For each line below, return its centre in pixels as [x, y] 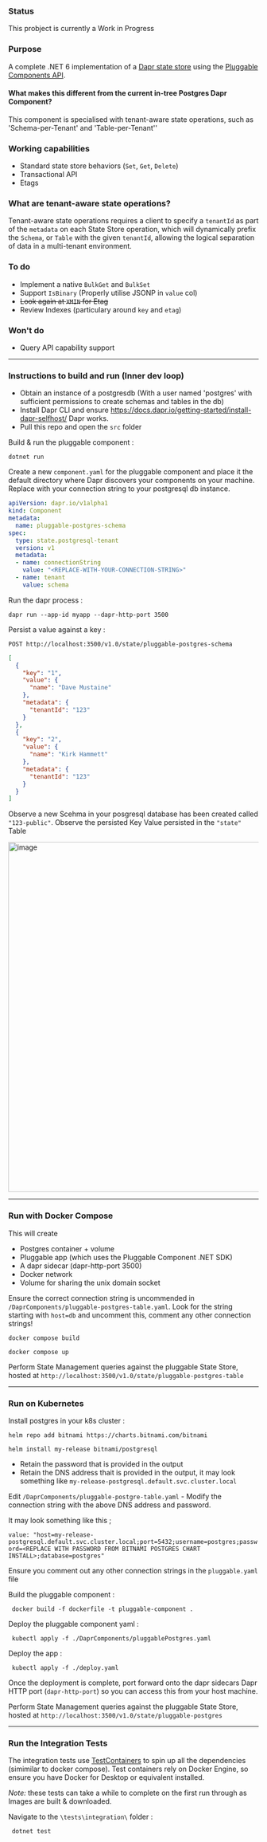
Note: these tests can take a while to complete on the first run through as [128, 1793]
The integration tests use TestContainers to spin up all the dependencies [127, 1761]
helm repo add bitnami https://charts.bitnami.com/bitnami [108, 1435]
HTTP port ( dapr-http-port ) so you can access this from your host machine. [133, 1691]
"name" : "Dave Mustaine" [70, 688]
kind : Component [35, 511]
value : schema [46, 585]
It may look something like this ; [60, 1520]
